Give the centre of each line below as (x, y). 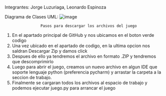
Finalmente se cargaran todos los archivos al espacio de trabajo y (80, 83)
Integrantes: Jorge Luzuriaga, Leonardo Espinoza (55, 7)
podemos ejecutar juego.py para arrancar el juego (64, 88)
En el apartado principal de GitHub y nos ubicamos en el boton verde (83, 35)
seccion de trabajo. (32, 77)
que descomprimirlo (32, 61)
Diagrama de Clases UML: (31, 17)
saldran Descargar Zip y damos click (50, 51)
